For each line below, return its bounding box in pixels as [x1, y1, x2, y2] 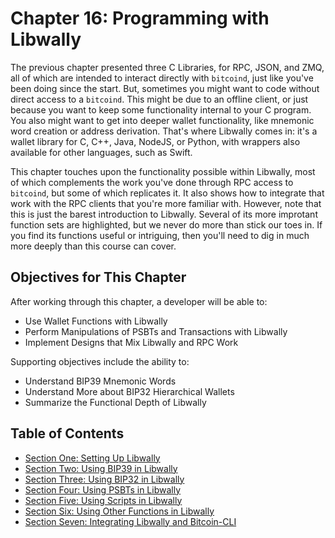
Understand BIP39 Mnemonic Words [24, 375, 177, 387]
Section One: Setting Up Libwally [24, 452, 161, 464]
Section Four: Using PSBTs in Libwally [24, 483, 182, 496]
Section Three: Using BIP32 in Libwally [24, 473, 185, 485]
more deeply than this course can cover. [10, 240, 177, 252]
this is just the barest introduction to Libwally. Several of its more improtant [10, 208, 318, 220]
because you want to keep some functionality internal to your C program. [10, 103, 312, 116]
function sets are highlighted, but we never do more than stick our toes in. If [10, 218, 323, 231]
